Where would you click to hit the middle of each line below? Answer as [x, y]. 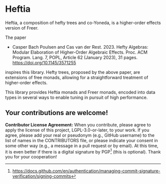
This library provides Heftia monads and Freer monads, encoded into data [80, 92]
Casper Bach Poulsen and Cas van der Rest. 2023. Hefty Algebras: [80, 47]
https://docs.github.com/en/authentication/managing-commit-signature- [86, 171]
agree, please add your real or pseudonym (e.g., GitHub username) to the [80, 135]
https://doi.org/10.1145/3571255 [44, 62]
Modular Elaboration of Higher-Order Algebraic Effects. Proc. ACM [80, 52]
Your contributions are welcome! [57, 113]
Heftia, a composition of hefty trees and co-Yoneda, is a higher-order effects [83, 23]
